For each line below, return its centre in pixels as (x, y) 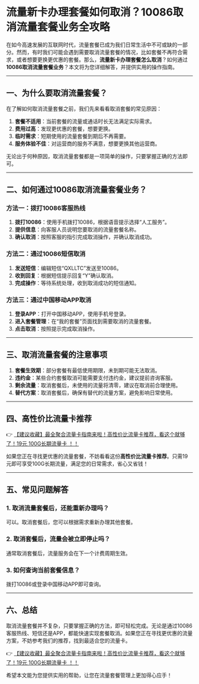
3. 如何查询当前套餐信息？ (43, 570)
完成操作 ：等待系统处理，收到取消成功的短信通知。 (77, 283)
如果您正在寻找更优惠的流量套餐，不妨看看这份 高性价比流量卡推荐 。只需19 (97, 456)
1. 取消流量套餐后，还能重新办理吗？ (58, 508)
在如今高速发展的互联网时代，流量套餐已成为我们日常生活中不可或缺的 (92, 45)
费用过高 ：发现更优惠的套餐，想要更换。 (64, 128)
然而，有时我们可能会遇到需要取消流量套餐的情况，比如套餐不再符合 (99, 52)
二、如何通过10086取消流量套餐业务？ (76, 190)
